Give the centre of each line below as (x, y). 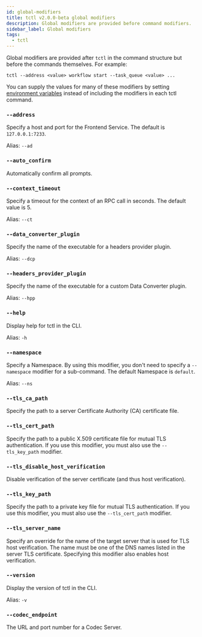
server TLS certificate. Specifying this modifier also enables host (88, 554)
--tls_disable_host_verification (56, 467)
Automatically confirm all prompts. (49, 173)
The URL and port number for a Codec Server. (64, 627)
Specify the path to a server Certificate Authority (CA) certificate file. (93, 411)
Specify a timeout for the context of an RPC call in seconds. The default (96, 201)
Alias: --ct (19, 219)
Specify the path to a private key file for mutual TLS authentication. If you (98, 507)
